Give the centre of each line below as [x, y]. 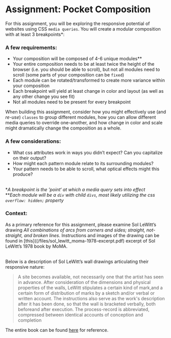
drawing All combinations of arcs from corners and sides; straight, [75, 230]
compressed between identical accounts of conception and [80, 315]
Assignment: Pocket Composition [78, 9]
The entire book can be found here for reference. [57, 330]
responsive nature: [25, 267]
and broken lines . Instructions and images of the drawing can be [92, 235]
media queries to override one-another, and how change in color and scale [84, 123]
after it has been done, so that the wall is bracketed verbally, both [87, 304]
